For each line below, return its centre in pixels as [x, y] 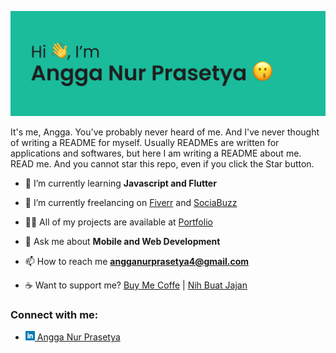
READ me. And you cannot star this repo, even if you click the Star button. [162, 163]
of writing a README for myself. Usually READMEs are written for [145, 142]
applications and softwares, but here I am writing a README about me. [156, 153]
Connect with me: [54, 314]
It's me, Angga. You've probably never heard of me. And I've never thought [165, 132]
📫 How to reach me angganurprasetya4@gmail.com [137, 261]
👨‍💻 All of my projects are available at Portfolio [118, 222]
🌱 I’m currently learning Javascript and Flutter [120, 183]
